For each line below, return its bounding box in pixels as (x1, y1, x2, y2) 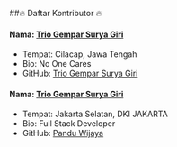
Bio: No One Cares (22, 59, 92, 69)
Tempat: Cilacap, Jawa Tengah (22, 49, 137, 60)
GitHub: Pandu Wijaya (22, 128, 104, 139)
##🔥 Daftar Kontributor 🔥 (9, 8, 102, 18)
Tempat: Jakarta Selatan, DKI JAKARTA (22, 108, 168, 120)
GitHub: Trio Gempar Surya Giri (22, 68, 138, 79)
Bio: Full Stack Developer (22, 118, 116, 129)
